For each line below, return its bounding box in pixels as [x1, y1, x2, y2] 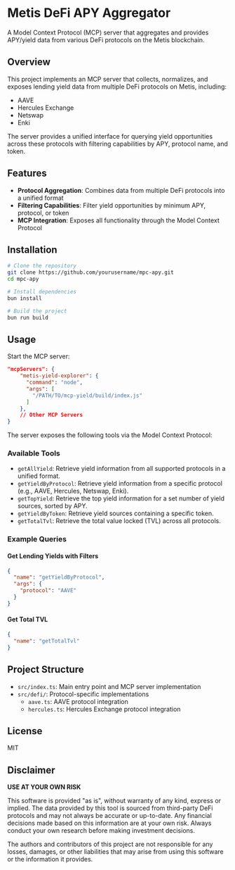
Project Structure [7, 664, 84, 676]
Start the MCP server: [7, 352, 70, 360]
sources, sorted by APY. [17, 502, 88, 510]
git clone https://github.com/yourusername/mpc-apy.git [7, 269, 174, 276]
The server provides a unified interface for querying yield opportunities [7, 132, 213, 140]
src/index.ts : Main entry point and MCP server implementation [17, 682, 201, 691]
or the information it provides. [7, 855, 93, 864]
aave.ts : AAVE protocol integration [27, 697, 128, 705]
